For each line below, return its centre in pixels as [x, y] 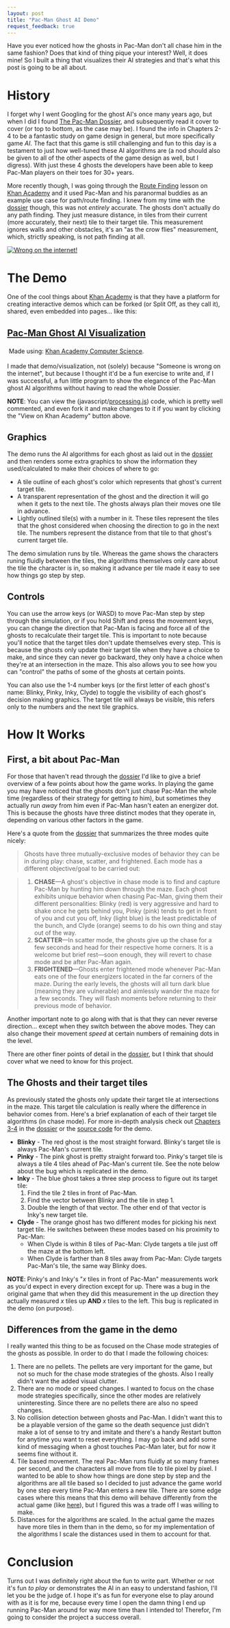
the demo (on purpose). [40, 1308]
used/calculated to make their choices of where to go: [83, 468]
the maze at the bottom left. [66, 1251]
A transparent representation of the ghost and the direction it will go [113, 496]
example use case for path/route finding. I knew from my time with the [106, 200]
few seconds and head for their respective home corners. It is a [124, 947]
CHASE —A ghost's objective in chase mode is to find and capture [127, 881]
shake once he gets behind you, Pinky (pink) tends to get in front [125, 911]
